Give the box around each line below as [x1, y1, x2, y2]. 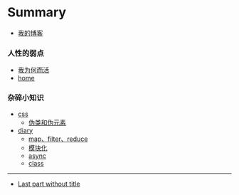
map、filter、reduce [28, 135, 88, 143]
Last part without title [17, 179, 80, 188]
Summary [7, 4, 66, 21]
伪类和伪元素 [28, 118, 66, 127]
